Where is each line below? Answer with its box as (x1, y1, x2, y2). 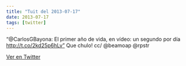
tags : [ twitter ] (6, 19, 46, 25)
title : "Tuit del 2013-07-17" (6, 8, 81, 15)
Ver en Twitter (6, 54, 41, 61)
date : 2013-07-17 (6, 14, 49, 20)
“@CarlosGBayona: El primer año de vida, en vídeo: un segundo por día (6, 36, 181, 43)
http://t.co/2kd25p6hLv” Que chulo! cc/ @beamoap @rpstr (6, 42, 150, 49)
